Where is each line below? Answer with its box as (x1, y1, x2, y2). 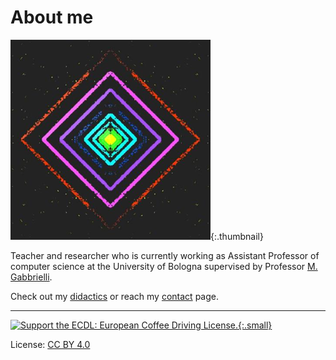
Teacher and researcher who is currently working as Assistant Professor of (10, 249, 320, 261)
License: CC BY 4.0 (10, 338, 91, 350)
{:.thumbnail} (210, 230, 264, 242)
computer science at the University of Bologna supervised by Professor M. (10, 260, 318, 272)
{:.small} (238, 319, 273, 331)
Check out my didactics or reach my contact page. (10, 290, 219, 302)
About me (10, 6, 94, 29)
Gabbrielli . (10, 271, 53, 283)
